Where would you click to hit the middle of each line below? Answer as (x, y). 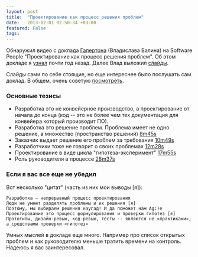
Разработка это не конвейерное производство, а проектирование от (102, 109)
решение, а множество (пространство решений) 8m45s (85, 134)
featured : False (26, 28)
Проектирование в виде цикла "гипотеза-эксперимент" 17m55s (95, 153)
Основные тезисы (34, 96)
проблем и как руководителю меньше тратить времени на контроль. (94, 241)
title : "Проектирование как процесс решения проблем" (75, 17)
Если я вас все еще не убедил (51, 174)
